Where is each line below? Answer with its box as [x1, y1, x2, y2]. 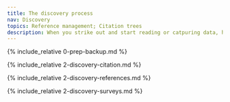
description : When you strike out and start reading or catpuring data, [7, 29, 219, 36]
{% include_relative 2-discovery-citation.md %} [7, 61, 142, 69]
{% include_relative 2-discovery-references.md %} [7, 74, 151, 82]
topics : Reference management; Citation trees [7, 22, 142, 29]
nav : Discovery [7, 16, 51, 23]
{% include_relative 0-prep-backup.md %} [7, 48, 128, 56]
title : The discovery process [7, 10, 94, 17]
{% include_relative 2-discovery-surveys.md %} [7, 87, 143, 95]
